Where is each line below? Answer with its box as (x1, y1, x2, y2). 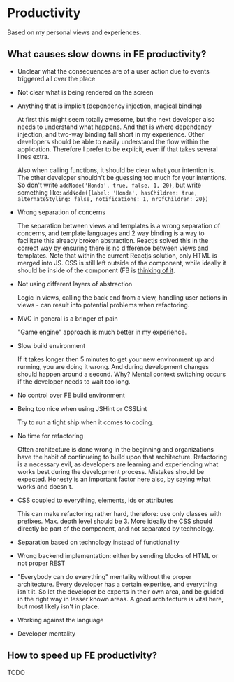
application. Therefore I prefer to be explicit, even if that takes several (17, 145, 218, 153)
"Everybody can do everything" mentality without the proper (17, 572, 192, 580)
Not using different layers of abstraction (17, 279, 133, 288)
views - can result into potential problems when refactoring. (17, 300, 190, 309)
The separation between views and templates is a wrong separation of (17, 221, 221, 230)
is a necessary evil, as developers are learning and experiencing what (17, 460, 219, 468)
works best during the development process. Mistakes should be (17, 467, 205, 475)
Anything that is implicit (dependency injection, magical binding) (17, 102, 203, 110)
